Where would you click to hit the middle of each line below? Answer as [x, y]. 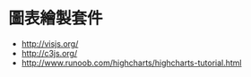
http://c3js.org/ [49, 53]
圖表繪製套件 [56, 18]
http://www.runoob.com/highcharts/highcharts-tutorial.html [131, 63]
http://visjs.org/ [50, 43]
